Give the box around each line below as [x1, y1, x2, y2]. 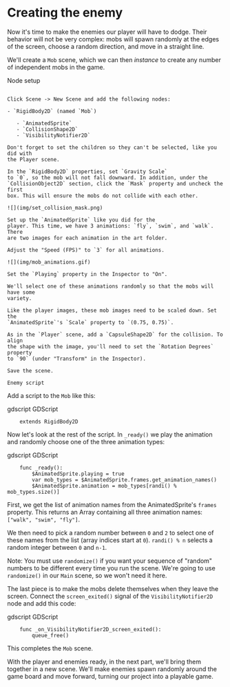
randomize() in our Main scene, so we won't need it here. [7, 571, 167, 579]
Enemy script [7, 379, 45, 386]
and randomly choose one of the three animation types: [7, 437, 165, 446]
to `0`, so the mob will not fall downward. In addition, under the [7, 174, 208, 181]
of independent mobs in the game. [7, 63, 105, 71]
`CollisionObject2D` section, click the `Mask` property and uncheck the [7, 180, 224, 187]
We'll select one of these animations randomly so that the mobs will [7, 283, 214, 290]
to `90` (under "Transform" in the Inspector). [7, 355, 147, 362]
